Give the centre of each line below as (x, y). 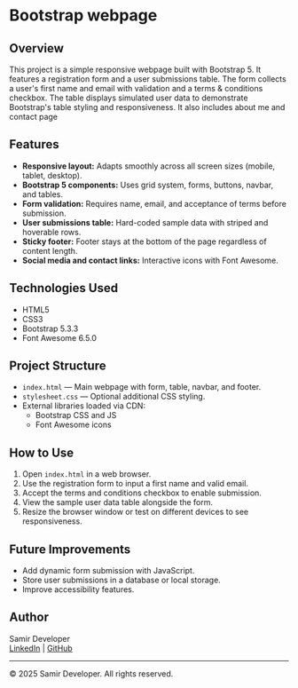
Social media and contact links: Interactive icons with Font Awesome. (150, 260)
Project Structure (58, 366)
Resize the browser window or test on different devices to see (135, 512)
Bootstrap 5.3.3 (50, 328)
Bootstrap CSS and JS (76, 415)
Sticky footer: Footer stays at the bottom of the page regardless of (145, 241)
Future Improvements (70, 549)
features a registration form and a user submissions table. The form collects (148, 79)
